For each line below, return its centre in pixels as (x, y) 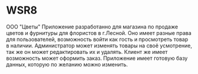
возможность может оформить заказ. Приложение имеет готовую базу (97, 58)
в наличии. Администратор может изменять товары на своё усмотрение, (99, 46)
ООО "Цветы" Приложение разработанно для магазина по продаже (92, 27)
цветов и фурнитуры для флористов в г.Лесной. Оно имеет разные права (99, 33)
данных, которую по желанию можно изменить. (67, 64)
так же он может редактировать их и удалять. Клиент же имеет (87, 52)
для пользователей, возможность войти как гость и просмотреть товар (97, 39)
